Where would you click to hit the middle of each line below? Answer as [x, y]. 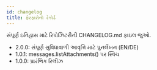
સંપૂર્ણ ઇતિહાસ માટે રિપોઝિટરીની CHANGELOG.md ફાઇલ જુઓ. [79, 35]
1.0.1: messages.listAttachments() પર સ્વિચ [67, 54]
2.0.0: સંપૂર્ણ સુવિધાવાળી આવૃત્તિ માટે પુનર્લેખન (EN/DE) [77, 47]
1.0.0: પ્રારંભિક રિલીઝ [39, 61]
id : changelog [24, 12]
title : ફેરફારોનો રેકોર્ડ [31, 18]
